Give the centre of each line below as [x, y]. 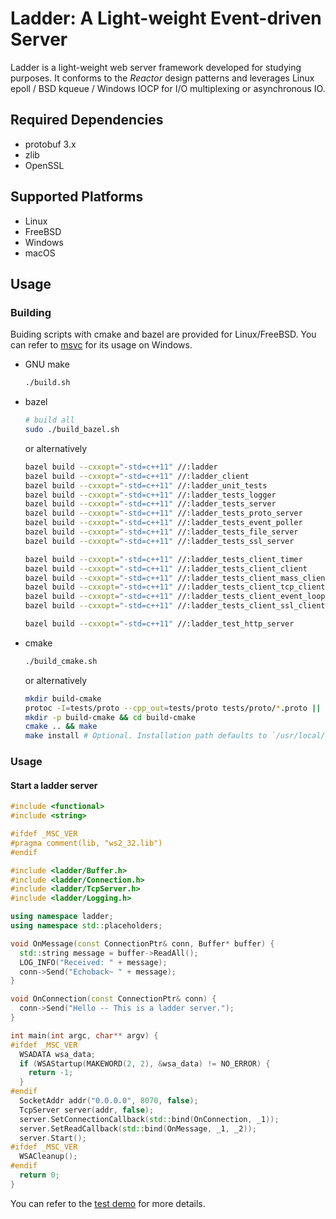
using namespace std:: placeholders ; [86, 926]
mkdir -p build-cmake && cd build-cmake [110, 717]
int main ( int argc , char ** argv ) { [84, 1035]
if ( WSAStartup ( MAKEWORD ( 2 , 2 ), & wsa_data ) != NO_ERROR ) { [145, 1063]
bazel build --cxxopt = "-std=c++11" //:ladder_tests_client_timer [163, 559]
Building [31, 312]
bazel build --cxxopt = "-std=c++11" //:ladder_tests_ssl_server [159, 541]
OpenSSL [44, 165]
